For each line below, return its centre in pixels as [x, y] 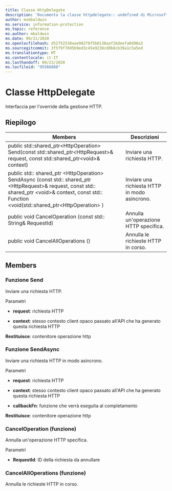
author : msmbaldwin [26, 19]
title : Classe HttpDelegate [35, 10]
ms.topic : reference [27, 29]
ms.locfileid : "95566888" [33, 67]
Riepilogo [21, 122]
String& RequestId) [31, 223]
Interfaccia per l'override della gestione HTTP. [54, 107]
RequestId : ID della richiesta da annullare [56, 460]
